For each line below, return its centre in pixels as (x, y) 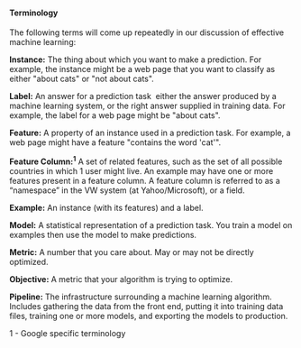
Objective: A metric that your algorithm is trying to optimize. (121, 279)
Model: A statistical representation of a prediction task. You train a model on (151, 224)
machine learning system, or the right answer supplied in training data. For (147, 106)
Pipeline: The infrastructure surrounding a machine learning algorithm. (141, 297)
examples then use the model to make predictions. (103, 234)
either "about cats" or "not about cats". (82, 79)
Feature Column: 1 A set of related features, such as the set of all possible (146, 160)
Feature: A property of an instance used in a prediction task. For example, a (150, 133)
